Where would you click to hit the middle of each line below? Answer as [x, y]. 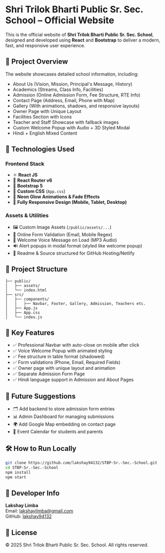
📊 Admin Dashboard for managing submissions [63, 416]
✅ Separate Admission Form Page [49, 374]
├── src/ [15, 294]
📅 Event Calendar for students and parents [58, 432]
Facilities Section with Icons [42, 117]
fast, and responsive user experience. [45, 45]
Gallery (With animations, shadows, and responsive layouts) [76, 106]
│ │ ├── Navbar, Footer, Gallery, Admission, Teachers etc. [76, 303]
